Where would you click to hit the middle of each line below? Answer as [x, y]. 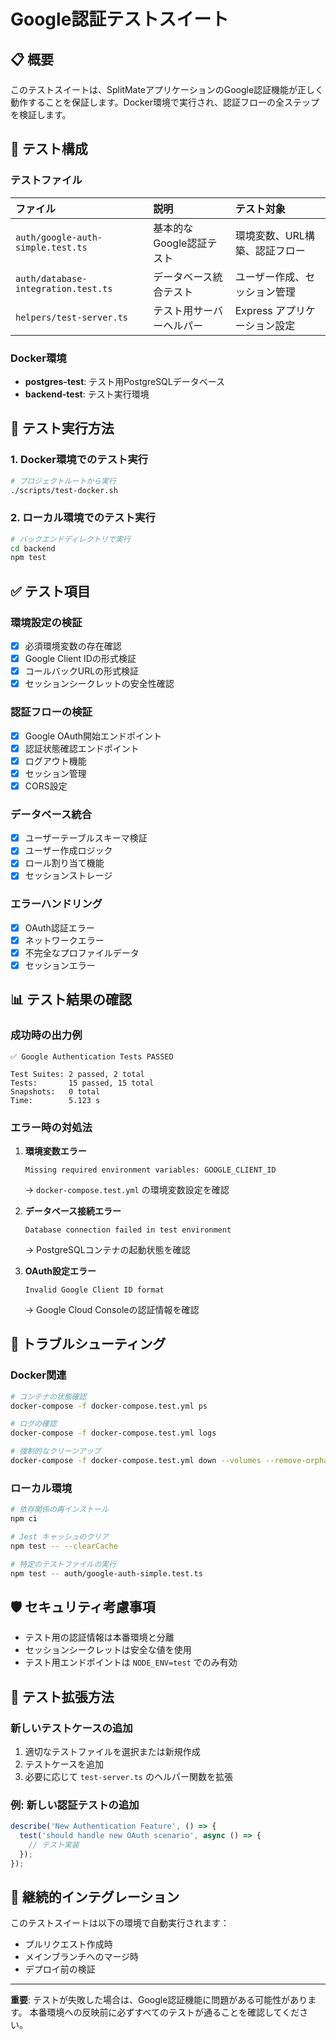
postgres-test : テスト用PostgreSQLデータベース [125, 381]
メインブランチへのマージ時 [82, 1957]
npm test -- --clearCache [64, 1546]
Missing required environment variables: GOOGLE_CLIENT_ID [150, 1170]
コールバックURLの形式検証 [82, 671]
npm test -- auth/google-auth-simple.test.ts [106, 1573]
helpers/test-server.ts [72, 317]
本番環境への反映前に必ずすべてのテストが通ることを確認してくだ [164, 2012]
